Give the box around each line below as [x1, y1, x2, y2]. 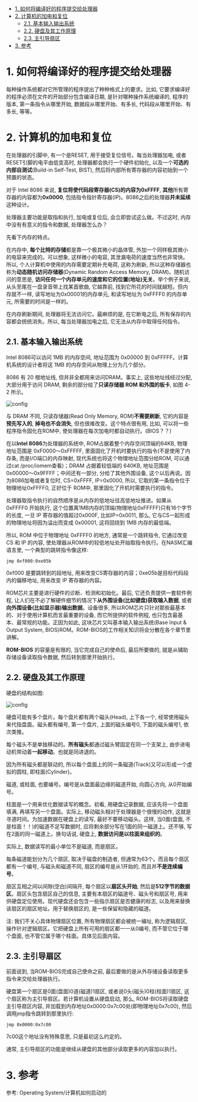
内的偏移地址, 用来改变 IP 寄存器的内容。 [6, 576, 105, 584]
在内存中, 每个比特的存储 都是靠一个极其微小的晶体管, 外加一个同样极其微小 [6, 246, 188, 253]
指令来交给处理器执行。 [6, 975, 63, 983]
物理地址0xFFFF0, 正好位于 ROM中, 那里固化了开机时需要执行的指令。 [6, 484, 177, 491]
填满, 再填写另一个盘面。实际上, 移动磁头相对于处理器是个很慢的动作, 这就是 [6, 808, 191, 815]
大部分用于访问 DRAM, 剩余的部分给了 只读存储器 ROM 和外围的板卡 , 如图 [6, 381, 183, 388]
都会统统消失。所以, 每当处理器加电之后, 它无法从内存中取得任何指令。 [11, 318, 183, 325]
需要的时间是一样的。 [19, 298, 72, 305]
